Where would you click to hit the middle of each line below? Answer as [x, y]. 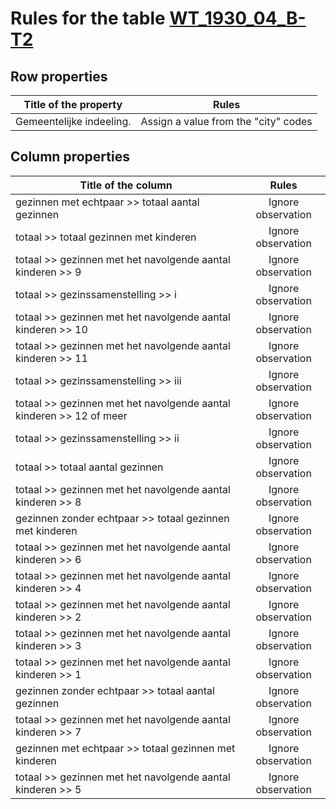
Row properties [59, 76]
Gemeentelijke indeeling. [73, 121]
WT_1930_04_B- [238, 18]
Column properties [70, 157]
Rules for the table [88, 18]
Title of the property [73, 104]
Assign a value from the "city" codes [226, 121]
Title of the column [126, 185]
